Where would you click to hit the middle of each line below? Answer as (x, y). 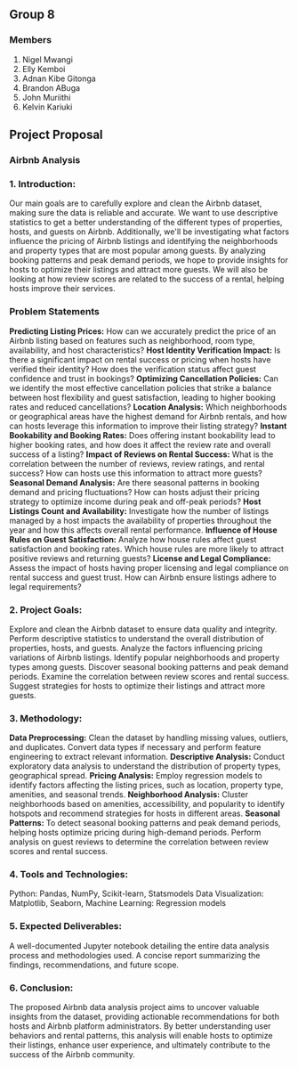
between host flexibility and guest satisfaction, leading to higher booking (142, 397)
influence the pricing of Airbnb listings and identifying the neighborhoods (144, 241)
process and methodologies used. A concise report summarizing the (135, 955)
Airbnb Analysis (45, 160)
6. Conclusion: (41, 988)
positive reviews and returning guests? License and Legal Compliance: (140, 558)
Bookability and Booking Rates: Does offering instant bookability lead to (142, 435)
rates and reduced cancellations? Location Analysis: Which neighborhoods (148, 407)
